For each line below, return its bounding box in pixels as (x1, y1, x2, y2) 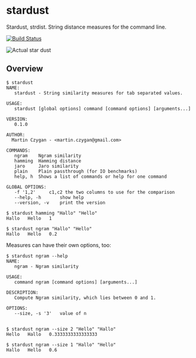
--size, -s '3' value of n (14, 310, 87, 316)
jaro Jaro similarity (14, 163, 79, 169)
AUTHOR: (6, 132, 26, 138)
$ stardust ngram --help (6, 253, 68, 259)
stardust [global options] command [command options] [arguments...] (14, 106, 191, 112)
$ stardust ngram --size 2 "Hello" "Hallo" (6, 326, 117, 332)
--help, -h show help (14, 195, 84, 200)
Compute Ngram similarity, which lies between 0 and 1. (14, 295, 157, 301)
